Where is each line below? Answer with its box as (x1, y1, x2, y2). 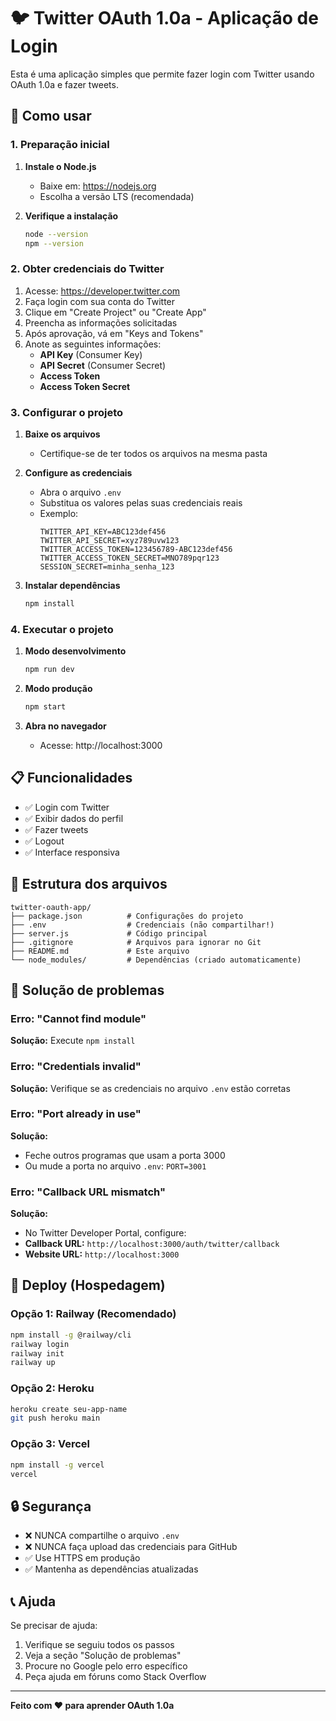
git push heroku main (10, 1413, 101, 1424)
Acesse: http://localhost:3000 (39, 739, 163, 751)
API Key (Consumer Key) (39, 348, 143, 360)
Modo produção (24, 683, 93, 695)
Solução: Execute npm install (10, 1035, 136, 1047)
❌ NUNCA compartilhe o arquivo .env (24, 1530, 180, 1542)
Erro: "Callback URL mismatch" (10, 1185, 166, 1199)
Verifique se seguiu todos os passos (24, 1639, 175, 1650)
